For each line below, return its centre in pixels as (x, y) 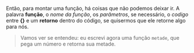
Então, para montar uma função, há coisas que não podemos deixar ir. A (93, 8)
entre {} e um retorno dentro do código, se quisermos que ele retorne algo (96, 20)
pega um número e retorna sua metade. (68, 44)
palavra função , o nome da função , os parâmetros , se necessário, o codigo (97, 14)
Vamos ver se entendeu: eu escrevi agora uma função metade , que (100, 38)
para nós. (17, 26)
